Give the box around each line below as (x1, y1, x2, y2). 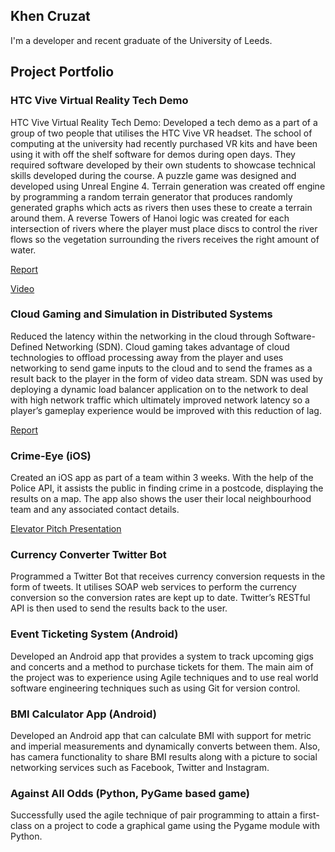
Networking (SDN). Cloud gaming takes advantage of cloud (44, 340, 290, 353)
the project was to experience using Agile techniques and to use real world (10, 671, 319, 683)
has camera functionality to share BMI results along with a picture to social (10, 750, 318, 763)
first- (299, 809, 320, 821)
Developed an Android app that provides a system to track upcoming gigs (10, 650, 314, 662)
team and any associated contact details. (10, 504, 180, 516)
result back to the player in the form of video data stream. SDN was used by (10, 372, 323, 384)
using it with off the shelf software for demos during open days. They (10, 148, 296, 160)
